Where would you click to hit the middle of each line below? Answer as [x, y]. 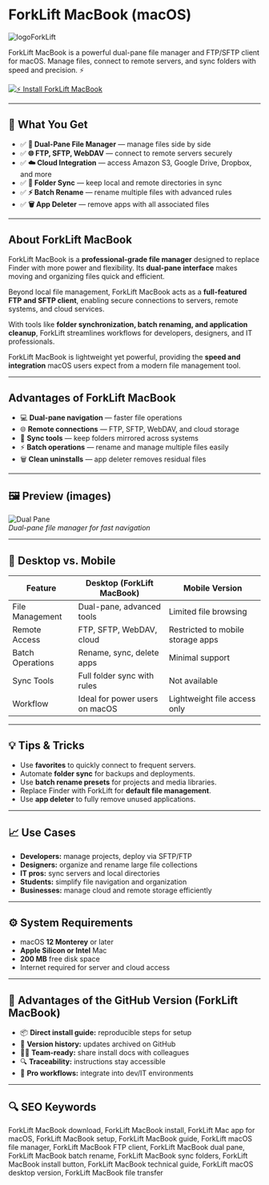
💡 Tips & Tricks [46, 746]
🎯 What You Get [48, 125]
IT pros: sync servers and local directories [90, 873]
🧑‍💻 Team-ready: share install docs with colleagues [104, 1053]
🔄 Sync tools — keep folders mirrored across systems [109, 438]
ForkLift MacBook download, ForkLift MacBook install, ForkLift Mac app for [132, 1131]
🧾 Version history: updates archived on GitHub [98, 1044]
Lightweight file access [212, 699]
